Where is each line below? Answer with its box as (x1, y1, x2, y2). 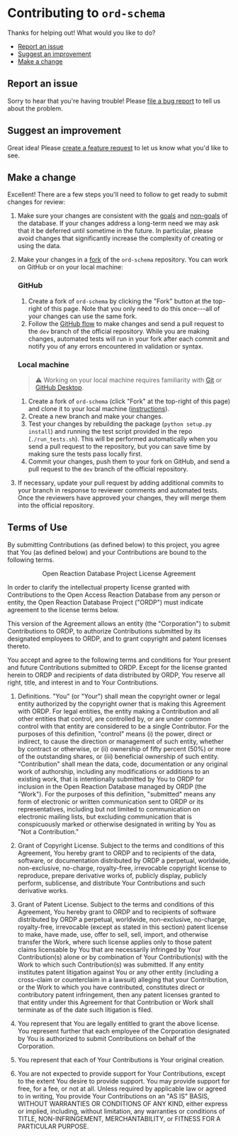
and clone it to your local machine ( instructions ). (28, 404, 170, 412)
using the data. (17, 242, 62, 250)
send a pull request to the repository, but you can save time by (28, 442, 211, 451)
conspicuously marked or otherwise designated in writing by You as (17, 820, 216, 828)
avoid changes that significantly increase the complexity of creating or (17, 234, 224, 242)
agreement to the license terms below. (7, 605, 119, 614)
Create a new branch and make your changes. (28, 412, 164, 420)
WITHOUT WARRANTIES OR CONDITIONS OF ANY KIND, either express (17, 1099, 228, 1108)
